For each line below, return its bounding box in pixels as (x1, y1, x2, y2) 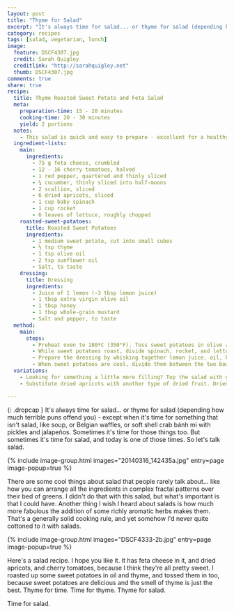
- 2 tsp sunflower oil (32, 257, 98, 264)
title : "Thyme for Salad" (7, 17, 82, 24)
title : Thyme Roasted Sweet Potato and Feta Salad (13, 95, 164, 102)
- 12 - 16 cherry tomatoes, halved (32, 165, 136, 173)
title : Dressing (25, 276, 73, 283)
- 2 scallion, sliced (32, 186, 95, 193)
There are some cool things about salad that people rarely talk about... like (7, 477, 221, 485)
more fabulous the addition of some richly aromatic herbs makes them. (7, 507, 211, 515)
